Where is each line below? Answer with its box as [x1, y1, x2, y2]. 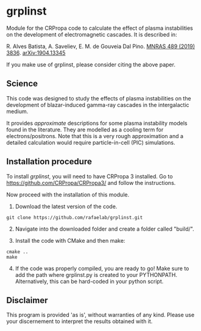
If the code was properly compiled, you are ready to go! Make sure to [15, 265, 189, 272]
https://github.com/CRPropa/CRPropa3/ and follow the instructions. [6, 179, 176, 186]
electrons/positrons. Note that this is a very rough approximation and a [6, 132, 184, 139]
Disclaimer [6, 295, 48, 305]
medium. [6, 108, 29, 115]
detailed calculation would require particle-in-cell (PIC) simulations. [6, 139, 175, 146]
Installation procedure [6, 156, 93, 167]
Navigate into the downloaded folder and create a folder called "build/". [15, 225, 194, 232]
